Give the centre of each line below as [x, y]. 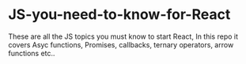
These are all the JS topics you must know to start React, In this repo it [123, 36]
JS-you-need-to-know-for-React [119, 15]
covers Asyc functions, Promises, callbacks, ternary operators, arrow [121, 44]
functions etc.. [32, 53]
